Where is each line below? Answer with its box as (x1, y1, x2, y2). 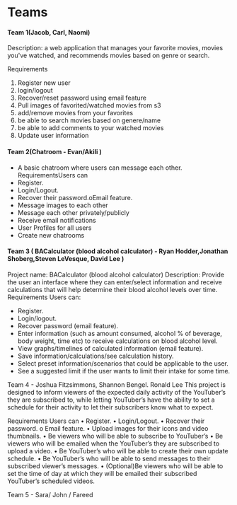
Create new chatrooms (17, 231, 85, 239)
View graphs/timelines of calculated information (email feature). (17, 344, 204, 352)
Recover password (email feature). (17, 321, 119, 330)
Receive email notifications (17, 216, 97, 224)
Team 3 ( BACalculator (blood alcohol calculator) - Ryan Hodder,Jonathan (7, 247, 229, 255)
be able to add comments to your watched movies (17, 124, 164, 132)
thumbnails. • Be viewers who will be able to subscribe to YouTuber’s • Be (7, 431, 224, 440)
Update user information (17, 132, 89, 140)
